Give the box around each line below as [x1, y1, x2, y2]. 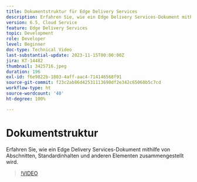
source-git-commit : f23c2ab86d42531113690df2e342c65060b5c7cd [6, 80, 161, 86]
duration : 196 [6, 69, 41, 75]
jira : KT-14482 [6, 58, 43, 63]
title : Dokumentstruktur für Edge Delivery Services [6, 8, 138, 15]
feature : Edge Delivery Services [6, 25, 88, 31]
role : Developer [6, 36, 46, 42]
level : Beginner [6, 42, 46, 48]
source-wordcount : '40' [6, 90, 64, 96]
